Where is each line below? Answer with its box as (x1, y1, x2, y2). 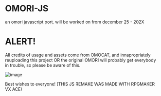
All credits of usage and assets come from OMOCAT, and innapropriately (5, 52, 151, 58)
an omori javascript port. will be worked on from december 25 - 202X (5, 19, 144, 25)
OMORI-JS (5, 3, 49, 14)
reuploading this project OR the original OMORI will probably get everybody (5, 57, 157, 63)
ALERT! (5, 36, 36, 47)
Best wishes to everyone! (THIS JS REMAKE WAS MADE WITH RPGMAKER (5, 81, 155, 87)
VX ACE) (5, 86, 23, 92)
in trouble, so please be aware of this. (5, 62, 81, 68)
